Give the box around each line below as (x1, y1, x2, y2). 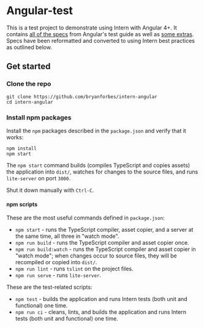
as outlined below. (6, 44, 52, 51)
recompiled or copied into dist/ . (15, 259, 97, 266)
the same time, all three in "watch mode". (15, 232, 119, 240)
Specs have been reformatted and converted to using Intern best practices (6, 37, 195, 44)
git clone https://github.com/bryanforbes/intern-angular (6, 93, 157, 100)
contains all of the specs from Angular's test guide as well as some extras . (6, 30, 194, 37)
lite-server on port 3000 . (6, 174, 70, 181)
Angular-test (6, 4, 74, 18)
